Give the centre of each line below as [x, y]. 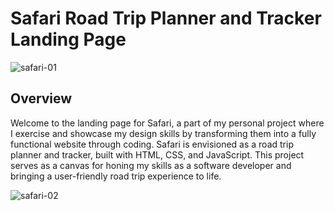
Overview [41, 98]
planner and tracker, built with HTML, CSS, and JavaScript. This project [157, 154]
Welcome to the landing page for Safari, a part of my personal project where [167, 123]
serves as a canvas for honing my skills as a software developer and [151, 165]
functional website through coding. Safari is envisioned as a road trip [152, 144]
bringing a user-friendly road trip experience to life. [116, 176]
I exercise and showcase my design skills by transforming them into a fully [163, 133]
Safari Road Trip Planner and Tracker [166, 18]
